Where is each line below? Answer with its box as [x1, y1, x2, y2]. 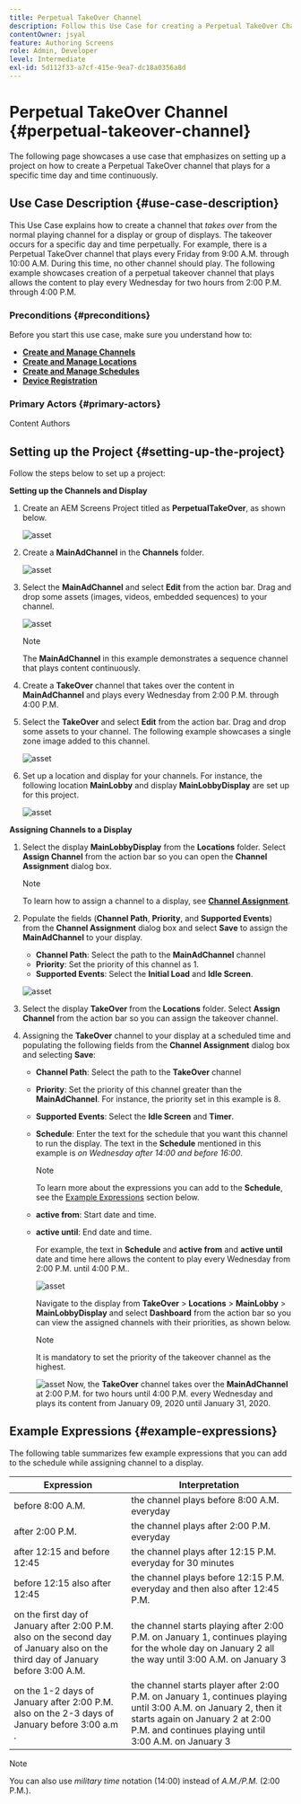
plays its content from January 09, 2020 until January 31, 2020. [35, 1398, 271, 1409]
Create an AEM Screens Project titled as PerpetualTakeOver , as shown [21, 503, 286, 514]
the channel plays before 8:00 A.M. [131, 1493, 279, 1506]
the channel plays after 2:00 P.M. [131, 1519, 271, 1532]
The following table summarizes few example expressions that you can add [9, 1448, 288, 1458]
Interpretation [178, 1478, 240, 1491]
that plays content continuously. [21, 663, 141, 673]
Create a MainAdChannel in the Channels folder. [21, 547, 204, 558]
